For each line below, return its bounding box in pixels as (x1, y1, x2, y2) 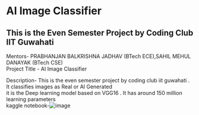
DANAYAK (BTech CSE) (6, 59, 64, 66)
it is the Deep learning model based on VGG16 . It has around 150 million (6, 90, 182, 96)
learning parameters (6, 96, 56, 103)
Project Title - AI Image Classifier (6, 65, 87, 72)
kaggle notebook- (6, 102, 50, 109)
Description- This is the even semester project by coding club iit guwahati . (6, 77, 190, 84)
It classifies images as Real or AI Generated (6, 83, 113, 90)
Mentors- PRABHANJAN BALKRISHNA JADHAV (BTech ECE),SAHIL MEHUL (6, 53, 191, 60)
